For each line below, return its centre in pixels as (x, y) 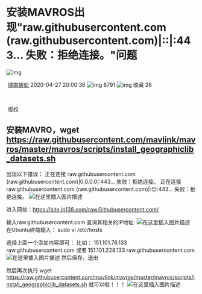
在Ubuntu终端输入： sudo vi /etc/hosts (54, 230)
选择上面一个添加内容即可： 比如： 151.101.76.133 (67, 242)
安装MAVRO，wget (43, 130)
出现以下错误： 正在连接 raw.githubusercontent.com (71, 174)
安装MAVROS (40, 12)
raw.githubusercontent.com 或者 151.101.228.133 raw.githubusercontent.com (100, 250)
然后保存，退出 (80, 257)
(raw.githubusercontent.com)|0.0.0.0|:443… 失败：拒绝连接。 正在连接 (94, 181)
